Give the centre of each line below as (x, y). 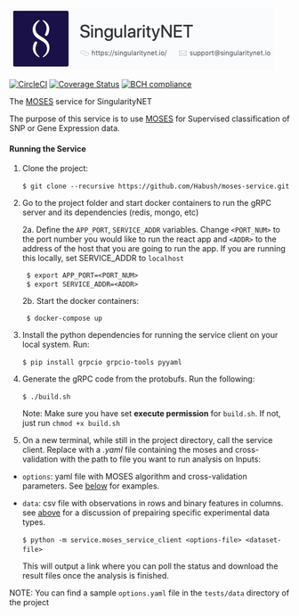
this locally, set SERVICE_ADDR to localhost (103, 259)
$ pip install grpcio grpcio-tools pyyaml (102, 363)
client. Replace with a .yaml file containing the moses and (128, 450)
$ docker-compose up (64, 319)
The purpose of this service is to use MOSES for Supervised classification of (149, 119)
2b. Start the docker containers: (81, 301)
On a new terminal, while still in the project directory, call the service (147, 440)
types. (34, 522)
